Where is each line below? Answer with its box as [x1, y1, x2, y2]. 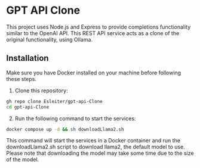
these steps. [6, 75, 37, 82]
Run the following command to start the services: [14, 114, 136, 122]
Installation [6, 53, 49, 63]
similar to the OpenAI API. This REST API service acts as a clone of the [6, 29, 180, 36]
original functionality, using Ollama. [6, 36, 93, 43]
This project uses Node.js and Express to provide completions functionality [6, 23, 191, 30]
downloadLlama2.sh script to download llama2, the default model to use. [6, 144, 185, 151]
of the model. [6, 156, 39, 163]
